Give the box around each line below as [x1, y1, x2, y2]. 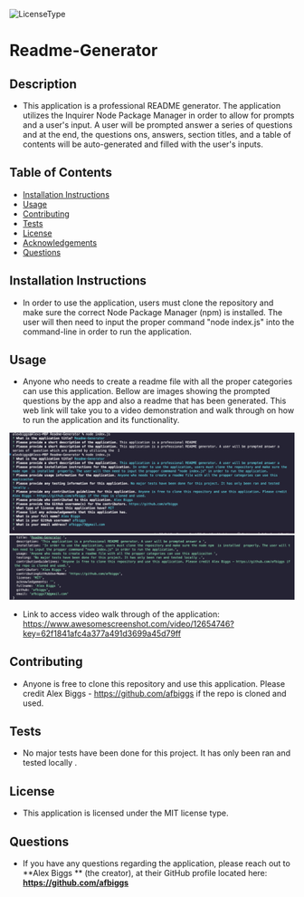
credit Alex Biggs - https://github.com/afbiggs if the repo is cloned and [22, 688, 287, 699]
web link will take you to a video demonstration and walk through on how [22, 405, 295, 416]
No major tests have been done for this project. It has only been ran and [22, 747, 291, 758]
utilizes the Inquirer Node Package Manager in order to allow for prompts [22, 110, 295, 121]
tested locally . [22, 757, 78, 768]
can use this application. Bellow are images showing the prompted [22, 386, 271, 397]
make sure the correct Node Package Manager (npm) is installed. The [22, 306, 283, 317]
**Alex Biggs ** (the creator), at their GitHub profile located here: [22, 868, 268, 879]
